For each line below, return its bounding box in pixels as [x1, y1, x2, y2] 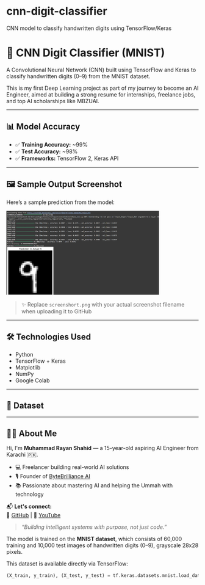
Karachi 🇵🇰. [6, 451, 38, 459]
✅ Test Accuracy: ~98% [15, 148, 78, 155]
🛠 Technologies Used [6, 332, 92, 343]
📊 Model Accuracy [6, 122, 81, 132]
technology [15, 490, 44, 498]
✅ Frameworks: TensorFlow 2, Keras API [15, 154, 119, 162]
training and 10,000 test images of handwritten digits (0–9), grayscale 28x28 [6, 542, 199, 549]
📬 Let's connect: [6, 503, 52, 511]
